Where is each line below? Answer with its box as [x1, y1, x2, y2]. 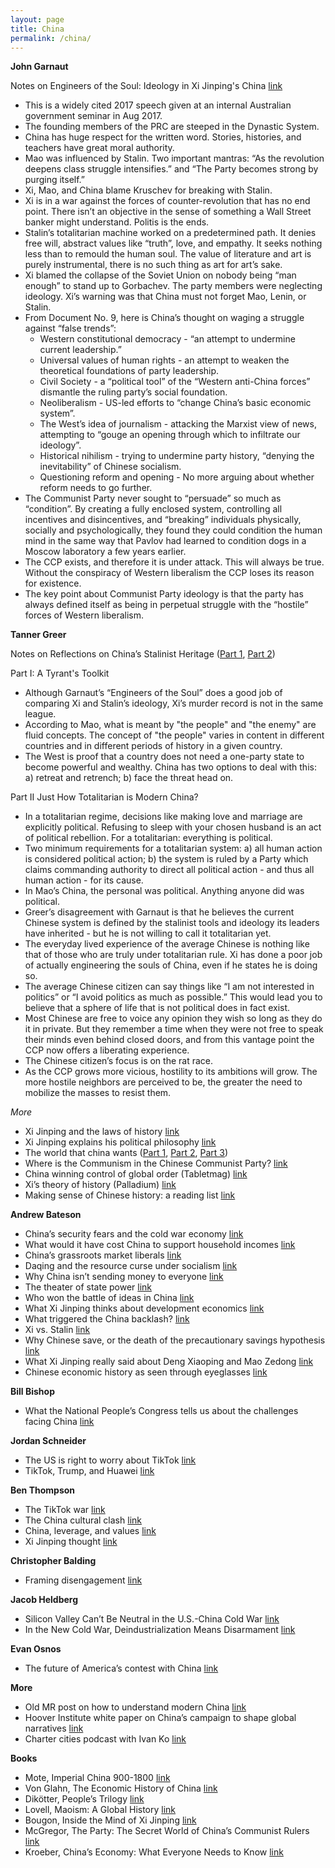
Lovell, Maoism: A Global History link [24, 1804, 177, 1816]
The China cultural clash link [24, 1514, 142, 1526]
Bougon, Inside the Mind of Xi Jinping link [24, 1814, 197, 1826]
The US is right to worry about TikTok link [24, 1454, 197, 1466]
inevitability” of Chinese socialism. [39, 461, 182, 473]
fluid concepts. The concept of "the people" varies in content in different [24, 729, 325, 741]
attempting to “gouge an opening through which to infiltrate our [39, 429, 301, 441]
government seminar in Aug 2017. [24, 110, 163, 122]
